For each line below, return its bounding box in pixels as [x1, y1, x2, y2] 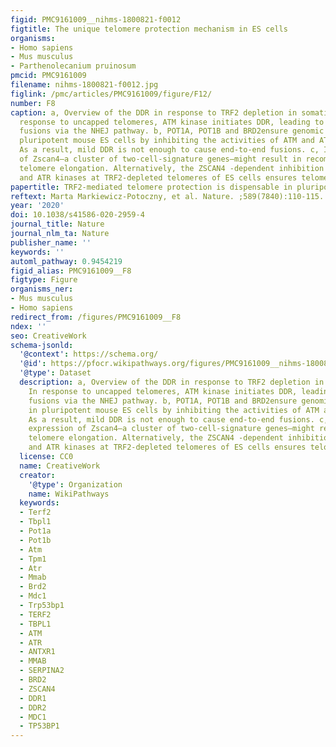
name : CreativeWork [19, 461, 101, 471]
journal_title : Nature [10, 219, 105, 230]
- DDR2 [19, 702, 47, 713]
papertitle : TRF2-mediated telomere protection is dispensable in [10, 182, 293, 192]
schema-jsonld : [10, 340, 74, 350]
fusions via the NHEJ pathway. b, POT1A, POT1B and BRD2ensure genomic [19, 126, 325, 136]
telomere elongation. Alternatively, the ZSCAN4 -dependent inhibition [19, 163, 325, 173]
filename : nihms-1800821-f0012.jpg [10, 80, 159, 90]
